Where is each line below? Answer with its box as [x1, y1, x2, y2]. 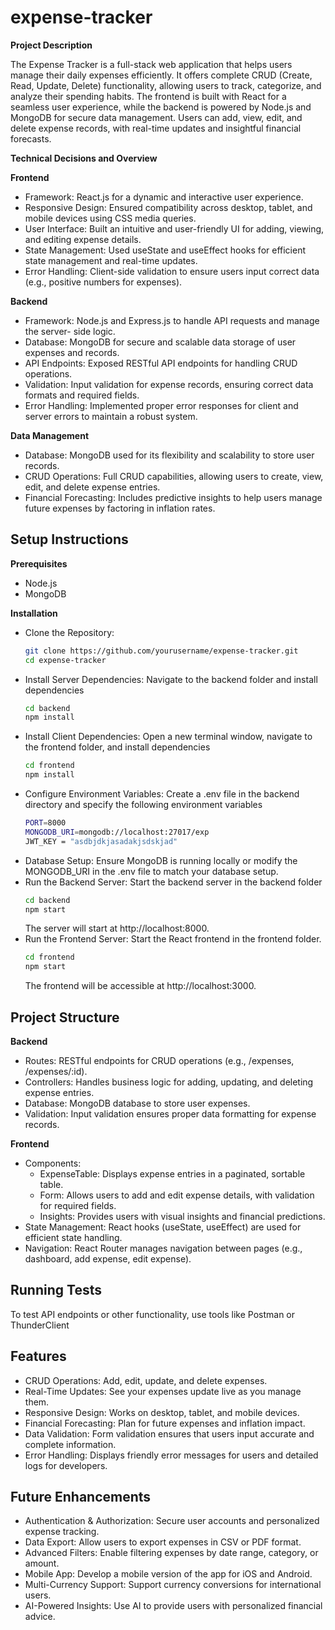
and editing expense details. [24, 233, 142, 245]
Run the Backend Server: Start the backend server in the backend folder [24, 876, 323, 888]
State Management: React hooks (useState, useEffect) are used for [24, 1221, 302, 1233]
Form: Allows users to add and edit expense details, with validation [39, 1189, 315, 1201]
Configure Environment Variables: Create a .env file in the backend [24, 788, 300, 800]
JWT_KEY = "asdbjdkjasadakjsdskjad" [24, 836, 178, 846]
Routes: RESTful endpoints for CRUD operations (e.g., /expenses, [24, 1054, 295, 1066]
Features [10, 1348, 67, 1365]
